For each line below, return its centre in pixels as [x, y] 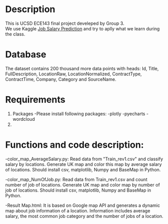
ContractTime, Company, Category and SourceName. [61, 79]
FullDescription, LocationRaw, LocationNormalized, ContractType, [74, 74]
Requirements [35, 100]
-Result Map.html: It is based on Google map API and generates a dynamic [83, 205]
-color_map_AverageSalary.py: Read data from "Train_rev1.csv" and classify [84, 159]
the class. [15, 34]
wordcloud [24, 119]
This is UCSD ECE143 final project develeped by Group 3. [65, 23]
